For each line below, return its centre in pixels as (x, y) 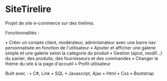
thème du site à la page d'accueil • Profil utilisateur (58, 63)
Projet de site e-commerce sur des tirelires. (50, 23)
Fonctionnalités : (22, 32)
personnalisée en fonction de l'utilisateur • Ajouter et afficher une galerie (80, 47)
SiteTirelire (28, 9)
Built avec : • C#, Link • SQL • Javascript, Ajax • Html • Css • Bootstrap (79, 73)
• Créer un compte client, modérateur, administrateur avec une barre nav (81, 42)
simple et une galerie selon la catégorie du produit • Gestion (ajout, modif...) (84, 53)
